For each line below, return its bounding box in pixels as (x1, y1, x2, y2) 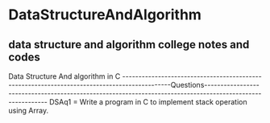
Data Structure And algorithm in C (8, 72, 121, 81)
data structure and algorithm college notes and (8, 38, 250, 51)
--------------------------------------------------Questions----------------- (8, 80, 260, 89)
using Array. (8, 106, 49, 115)
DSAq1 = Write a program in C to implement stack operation (49, 97, 247, 106)
